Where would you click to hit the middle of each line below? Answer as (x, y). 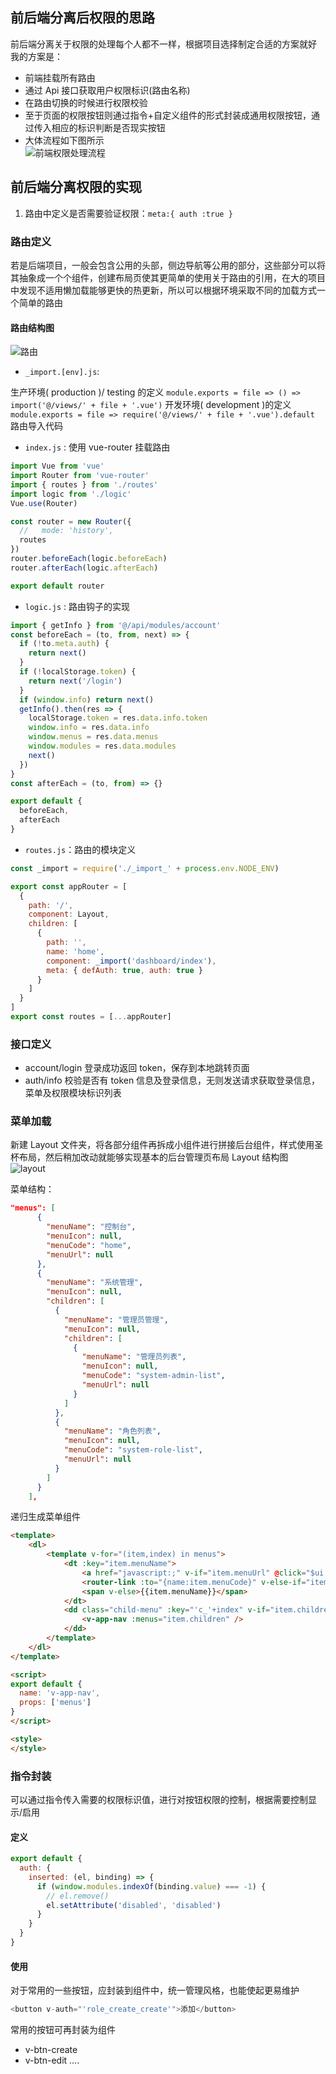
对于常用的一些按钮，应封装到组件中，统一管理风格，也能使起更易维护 (155, 1990)
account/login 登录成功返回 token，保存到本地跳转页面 (137, 1068)
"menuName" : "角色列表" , (112, 1431)
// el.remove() (78, 1896)
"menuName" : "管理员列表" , (134, 1357)
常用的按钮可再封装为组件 (63, 2030)
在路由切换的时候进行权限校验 (86, 102)
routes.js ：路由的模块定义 (80, 849)
